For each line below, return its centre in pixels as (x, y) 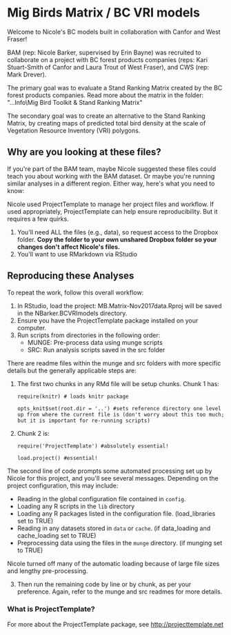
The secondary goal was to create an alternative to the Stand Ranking (106, 116)
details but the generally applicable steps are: (72, 370)
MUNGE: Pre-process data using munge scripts (95, 342)
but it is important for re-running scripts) (83, 421)
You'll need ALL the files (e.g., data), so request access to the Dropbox (118, 232)
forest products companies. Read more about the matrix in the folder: (106, 95)
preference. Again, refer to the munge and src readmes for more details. (120, 592)
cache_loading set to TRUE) (57, 535)
